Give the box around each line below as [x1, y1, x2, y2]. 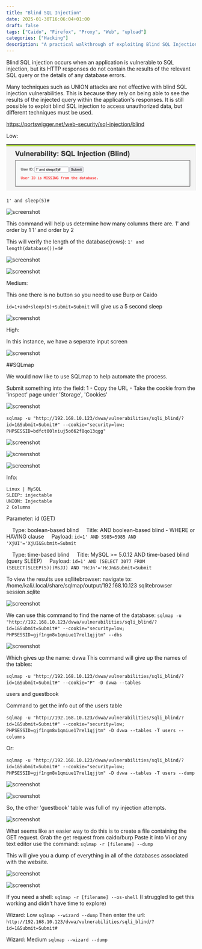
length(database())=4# [6, 246, 63, 252]
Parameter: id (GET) [6, 515, 56, 522]
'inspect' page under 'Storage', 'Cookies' [6, 391, 108, 398]
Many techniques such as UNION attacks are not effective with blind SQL [6, 83, 188, 90]
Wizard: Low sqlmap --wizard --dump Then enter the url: [6, 912, 145, 919]
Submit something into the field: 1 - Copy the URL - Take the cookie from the [6, 384, 195, 392]
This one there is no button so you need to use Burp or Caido [6, 291, 158, 298]
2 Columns [6, 504, 31, 510]
